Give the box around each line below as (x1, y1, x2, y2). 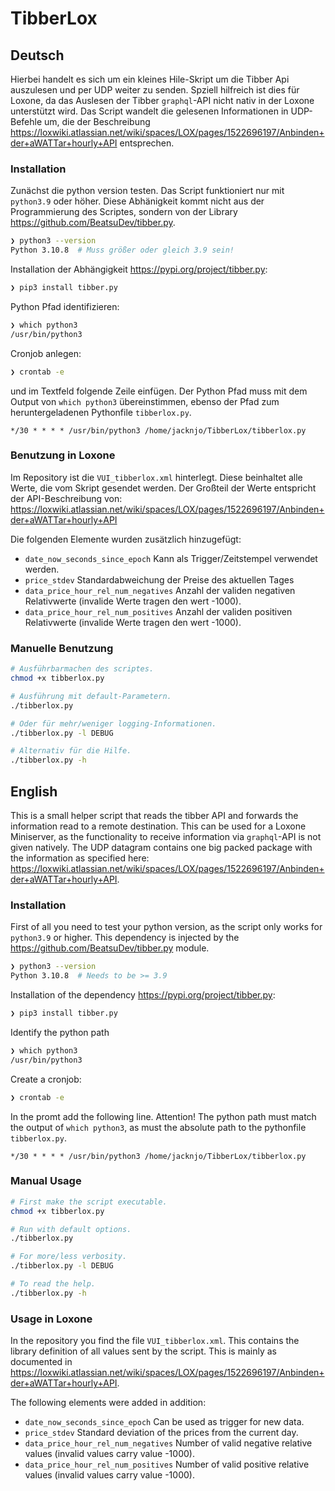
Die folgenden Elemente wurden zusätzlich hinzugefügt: (10, 533, 242, 545)
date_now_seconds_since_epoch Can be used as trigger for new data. (24, 1416, 305, 1428)
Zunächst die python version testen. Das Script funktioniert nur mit (10, 185, 285, 197)
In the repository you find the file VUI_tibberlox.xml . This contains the (10, 1335, 300, 1347)
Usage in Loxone (10, 1312, 93, 1326)
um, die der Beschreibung (44, 116, 151, 127)
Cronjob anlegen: (10, 347, 82, 359)
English (10, 783, 58, 800)
